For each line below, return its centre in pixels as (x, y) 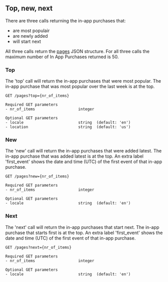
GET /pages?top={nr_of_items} (37, 96)
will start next (27, 41)
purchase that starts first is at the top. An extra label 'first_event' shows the (84, 233)
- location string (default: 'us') (68, 127)
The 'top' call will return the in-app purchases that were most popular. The (83, 81)
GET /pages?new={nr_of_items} (37, 176)
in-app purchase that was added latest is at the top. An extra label (74, 156)
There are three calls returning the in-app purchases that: (66, 20)
